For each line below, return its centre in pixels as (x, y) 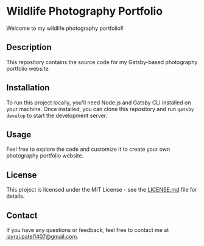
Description (29, 47)
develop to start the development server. (57, 115)
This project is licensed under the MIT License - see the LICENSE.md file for (102, 190)
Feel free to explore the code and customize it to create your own (88, 149)
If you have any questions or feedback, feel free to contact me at (88, 230)
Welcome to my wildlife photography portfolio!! (65, 28)
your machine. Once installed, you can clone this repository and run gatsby (100, 109)
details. (16, 196)
